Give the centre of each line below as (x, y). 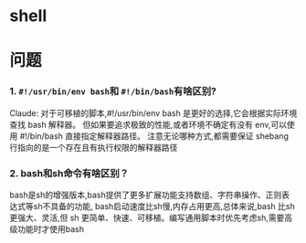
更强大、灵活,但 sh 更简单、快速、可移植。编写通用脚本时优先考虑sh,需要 (147, 217)
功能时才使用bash (51, 228)
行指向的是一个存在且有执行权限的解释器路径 (94, 147)
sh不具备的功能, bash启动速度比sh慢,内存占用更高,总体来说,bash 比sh (164, 206)
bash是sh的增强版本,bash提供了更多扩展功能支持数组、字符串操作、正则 (146, 195)
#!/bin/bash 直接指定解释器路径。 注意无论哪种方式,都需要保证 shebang (154, 136)
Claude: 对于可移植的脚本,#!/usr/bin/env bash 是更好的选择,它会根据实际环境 (153, 113)
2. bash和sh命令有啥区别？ (69, 173)
